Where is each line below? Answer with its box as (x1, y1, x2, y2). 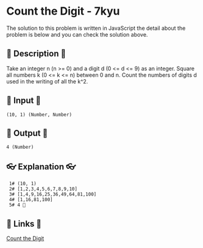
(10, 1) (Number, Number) (6, 112, 72, 118)
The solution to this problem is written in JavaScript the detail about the (6, 24, 186, 32)
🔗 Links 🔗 (6, 218, 42, 229)
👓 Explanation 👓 (6, 161, 76, 172)
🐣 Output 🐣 (6, 128, 48, 138)
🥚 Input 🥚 (6, 96, 41, 106)
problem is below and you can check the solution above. (6, 30, 148, 38)
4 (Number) (6, 144, 34, 151)
